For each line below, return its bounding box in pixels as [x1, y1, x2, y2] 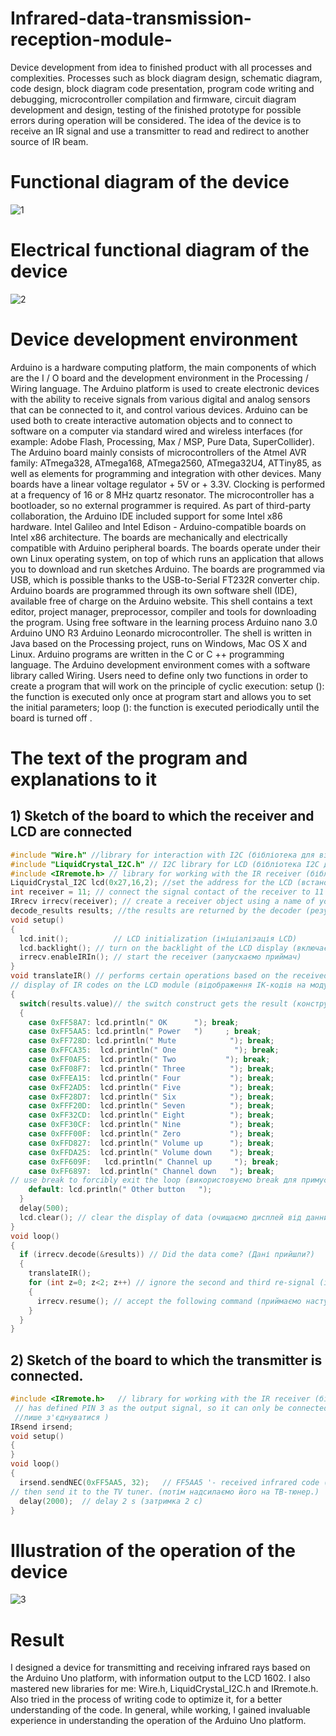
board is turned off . [10, 712, 93, 724]
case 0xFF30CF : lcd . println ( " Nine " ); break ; [28, 1120, 275, 1130]
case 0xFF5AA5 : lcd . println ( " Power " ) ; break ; [28, 1027, 262, 1037]
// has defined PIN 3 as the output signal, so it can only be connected [14, 1403, 329, 1413]
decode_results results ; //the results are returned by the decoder [10, 906, 302, 916]
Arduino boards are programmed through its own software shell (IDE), [10, 584, 298, 596]
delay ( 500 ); [19, 1203, 70, 1213]
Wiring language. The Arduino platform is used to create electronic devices [10, 382, 320, 394]
